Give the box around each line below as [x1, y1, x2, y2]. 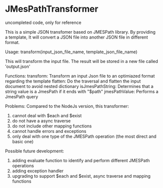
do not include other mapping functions [12, 123, 92, 129]
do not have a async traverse [12, 118, 71, 124]
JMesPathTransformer [5, 3, 99, 15]
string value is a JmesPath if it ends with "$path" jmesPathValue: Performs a [5, 88, 159, 94]
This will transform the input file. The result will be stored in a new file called [5, 58, 159, 64]
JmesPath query [5, 94, 38, 100]
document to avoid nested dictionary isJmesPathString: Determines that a [5, 83, 154, 89]
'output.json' [5, 63, 31, 69]
